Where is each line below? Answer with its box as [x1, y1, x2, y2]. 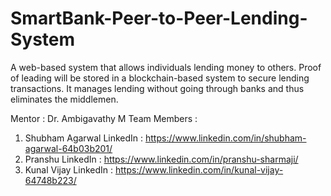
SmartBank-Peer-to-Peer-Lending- [10, 7, 308, 30]
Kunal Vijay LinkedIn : [24, 163, 114, 176]
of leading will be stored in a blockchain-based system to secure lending [10, 72, 310, 84]
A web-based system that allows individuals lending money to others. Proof [10, 61, 322, 73]
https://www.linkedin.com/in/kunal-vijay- [115, 163, 284, 176]
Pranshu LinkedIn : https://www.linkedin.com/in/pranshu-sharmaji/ [24, 153, 299, 165]
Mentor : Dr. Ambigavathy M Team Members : [10, 112, 198, 124]
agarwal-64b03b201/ [24, 142, 113, 154]
